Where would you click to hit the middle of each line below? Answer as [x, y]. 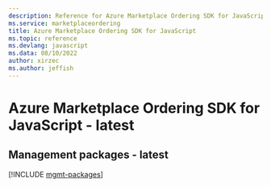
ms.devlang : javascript [48, 46]
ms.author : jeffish [41, 69]
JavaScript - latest [71, 125]
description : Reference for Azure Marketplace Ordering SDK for [119, 16]
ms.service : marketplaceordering [65, 23]
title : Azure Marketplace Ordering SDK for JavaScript [102, 31]
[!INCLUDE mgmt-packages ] [56, 174]
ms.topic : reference [43, 38]
